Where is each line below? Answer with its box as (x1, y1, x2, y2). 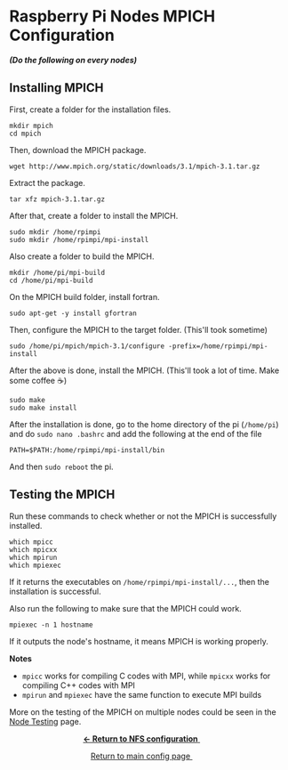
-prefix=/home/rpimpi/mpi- (168, 341, 268, 351)
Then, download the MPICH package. (9, 144, 147, 155)
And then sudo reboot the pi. (9, 461, 114, 472)
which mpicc (9, 537, 53, 547)
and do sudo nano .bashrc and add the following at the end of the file (9, 428, 262, 439)
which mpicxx (9, 545, 58, 554)
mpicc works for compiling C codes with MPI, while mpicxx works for (21, 670, 271, 681)
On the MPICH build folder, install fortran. (9, 291, 160, 302)
